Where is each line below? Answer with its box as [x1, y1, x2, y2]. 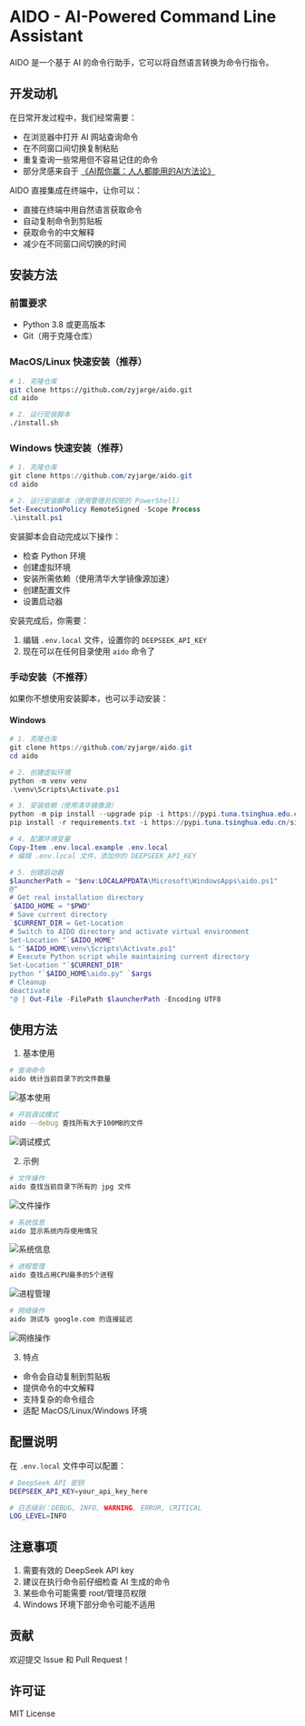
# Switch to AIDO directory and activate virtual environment [9, 927, 250, 936]
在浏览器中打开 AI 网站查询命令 [22, 131, 139, 142]
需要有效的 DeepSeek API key [22, 1565, 134, 1576]
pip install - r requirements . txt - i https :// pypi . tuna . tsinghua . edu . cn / [9, 818, 290, 828]
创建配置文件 [22, 584, 71, 595]
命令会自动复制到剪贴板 [22, 1370, 111, 1381]
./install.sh [9, 418, 59, 428]
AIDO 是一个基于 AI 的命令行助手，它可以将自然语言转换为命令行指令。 [9, 56, 274, 67]
